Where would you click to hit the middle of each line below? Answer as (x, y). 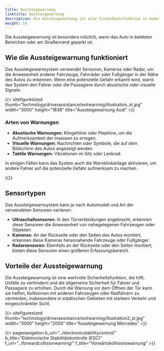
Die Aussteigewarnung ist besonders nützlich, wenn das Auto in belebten (79, 37)
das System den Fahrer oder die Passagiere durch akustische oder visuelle (80, 85)
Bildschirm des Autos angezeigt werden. (53, 149)
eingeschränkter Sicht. (28, 303)
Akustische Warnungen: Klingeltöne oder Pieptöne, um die (72, 133)
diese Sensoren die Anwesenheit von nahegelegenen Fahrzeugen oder (83, 225)
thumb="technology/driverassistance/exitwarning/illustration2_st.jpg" (75, 318)
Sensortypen (25, 193)
